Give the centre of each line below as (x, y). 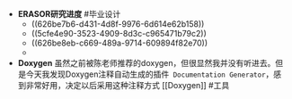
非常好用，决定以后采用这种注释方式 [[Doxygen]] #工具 (128, 85)
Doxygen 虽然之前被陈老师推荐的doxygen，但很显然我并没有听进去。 (146, 63)
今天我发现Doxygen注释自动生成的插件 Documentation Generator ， (150, 74)
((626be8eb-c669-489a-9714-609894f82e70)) (119, 43)
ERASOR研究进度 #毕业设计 (69, 14)
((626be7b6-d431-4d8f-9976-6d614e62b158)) (118, 24)
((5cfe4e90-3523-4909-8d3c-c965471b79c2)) (119, 33)
